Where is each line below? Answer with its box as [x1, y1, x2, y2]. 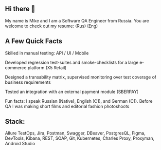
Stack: [5, 117, 25, 126]
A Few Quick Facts [5, 37, 62, 45]
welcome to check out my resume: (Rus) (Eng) [5, 23, 98, 29]
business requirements [5, 79, 51, 85]
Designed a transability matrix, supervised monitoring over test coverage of [5, 74, 157, 80]
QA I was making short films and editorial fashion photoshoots [5, 103, 130, 109]
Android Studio [5, 141, 36, 147]
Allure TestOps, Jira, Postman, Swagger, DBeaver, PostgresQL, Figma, [5, 130, 146, 136]
